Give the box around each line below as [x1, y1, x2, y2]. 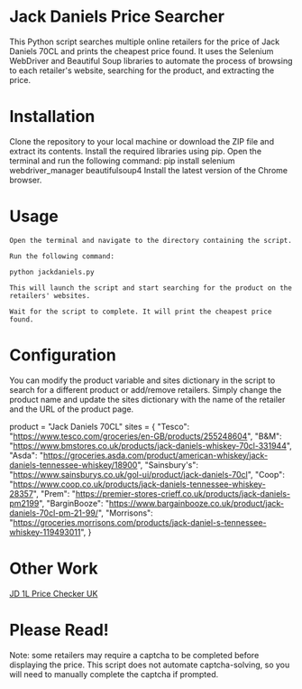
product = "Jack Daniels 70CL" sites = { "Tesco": [9, 421, 190, 432]
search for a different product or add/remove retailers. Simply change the [9, 384, 282, 395]
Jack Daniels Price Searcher [9, 6, 225, 27]
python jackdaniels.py [9, 267, 95, 276]
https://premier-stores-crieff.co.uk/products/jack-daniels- [75, 488, 291, 498]
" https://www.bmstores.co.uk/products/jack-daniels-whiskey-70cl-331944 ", [9, 440, 293, 451]
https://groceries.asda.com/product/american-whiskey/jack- [42, 450, 269, 461]
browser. [9, 174, 42, 185]
